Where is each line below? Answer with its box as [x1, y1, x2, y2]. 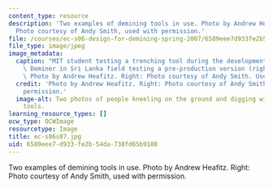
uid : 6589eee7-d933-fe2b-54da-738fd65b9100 [8, 140, 158, 148]
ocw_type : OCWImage [8, 118, 75, 126]
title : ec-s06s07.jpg [8, 132, 82, 140]
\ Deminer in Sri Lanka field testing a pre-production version [23, 65, 245, 73]
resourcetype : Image [8, 125, 79, 133]
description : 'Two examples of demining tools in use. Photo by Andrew [8, 19, 256, 28]
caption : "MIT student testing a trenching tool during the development [15, 58, 267, 66]
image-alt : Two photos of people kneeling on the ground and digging [15, 95, 256, 103]
